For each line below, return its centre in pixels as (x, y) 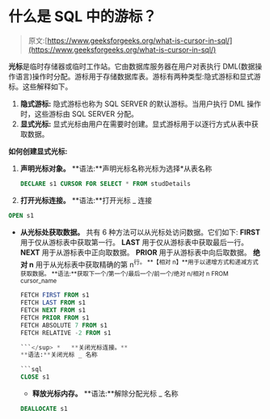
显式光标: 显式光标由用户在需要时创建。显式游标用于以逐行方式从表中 (136, 124)
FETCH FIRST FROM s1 (55, 295)
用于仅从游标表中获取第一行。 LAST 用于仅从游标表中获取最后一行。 (134, 242)
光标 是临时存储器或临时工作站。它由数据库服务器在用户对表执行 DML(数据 (132, 66)
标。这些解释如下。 (40, 87)
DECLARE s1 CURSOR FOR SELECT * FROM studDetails (105, 184)
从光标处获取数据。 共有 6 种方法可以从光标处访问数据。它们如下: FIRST (140, 232)
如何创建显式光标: (38, 151)
